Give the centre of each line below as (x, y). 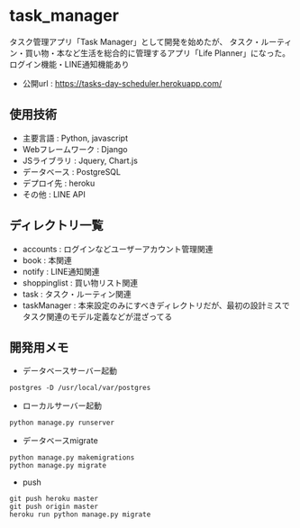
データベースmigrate (60, 441)
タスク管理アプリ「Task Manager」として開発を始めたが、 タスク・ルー (143, 41)
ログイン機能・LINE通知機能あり (69, 64)
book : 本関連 (47, 260)
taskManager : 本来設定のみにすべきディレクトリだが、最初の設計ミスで (156, 305)
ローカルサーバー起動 (62, 405)
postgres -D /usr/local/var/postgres (80, 388)
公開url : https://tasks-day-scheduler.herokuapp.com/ (122, 83)
